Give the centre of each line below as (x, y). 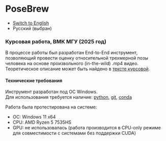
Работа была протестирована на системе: (51, 107)
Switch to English (31, 23)
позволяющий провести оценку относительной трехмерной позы (77, 58)
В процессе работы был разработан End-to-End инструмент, (72, 53)
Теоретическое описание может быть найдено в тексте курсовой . (78, 69)
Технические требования (34, 80)
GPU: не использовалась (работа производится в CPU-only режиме (87, 128)
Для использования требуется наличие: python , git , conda (69, 97)
